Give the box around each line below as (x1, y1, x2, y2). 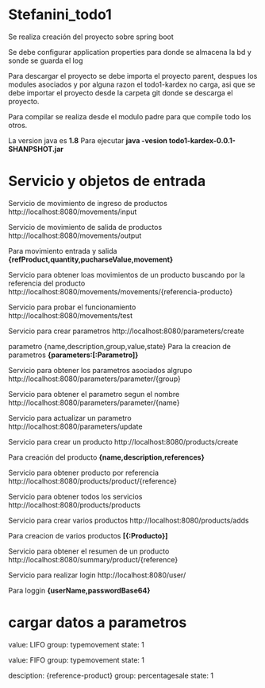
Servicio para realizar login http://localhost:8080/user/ (8, 570, 186, 580)
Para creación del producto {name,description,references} (8, 452, 205, 462)
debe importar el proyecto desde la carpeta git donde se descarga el (8, 87, 233, 97)
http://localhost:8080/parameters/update (8, 422, 143, 431)
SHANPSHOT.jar (8, 144, 63, 154)
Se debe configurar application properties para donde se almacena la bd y (8, 47, 252, 56)
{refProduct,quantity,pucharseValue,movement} (8, 255, 174, 264)
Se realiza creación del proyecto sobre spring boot (8, 32, 175, 41)
